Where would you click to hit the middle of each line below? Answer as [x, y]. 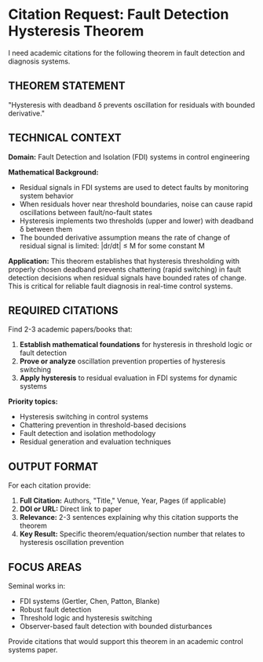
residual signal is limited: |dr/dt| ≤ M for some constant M [112, 246]
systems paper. [33, 650]
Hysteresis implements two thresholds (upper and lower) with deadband [136, 221]
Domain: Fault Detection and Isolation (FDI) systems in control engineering [129, 157]
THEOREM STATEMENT [67, 86]
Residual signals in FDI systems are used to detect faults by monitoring [134, 187]
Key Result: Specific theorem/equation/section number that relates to [132, 534]
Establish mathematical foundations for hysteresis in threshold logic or [136, 345]
